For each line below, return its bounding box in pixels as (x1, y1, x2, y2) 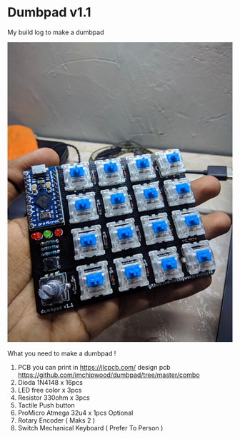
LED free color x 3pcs (17, 385, 82, 394)
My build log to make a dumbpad (7, 28, 104, 36)
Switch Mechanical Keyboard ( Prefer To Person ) (17, 423, 164, 432)
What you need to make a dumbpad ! (7, 349, 116, 358)
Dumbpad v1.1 (7, 4, 91, 21)
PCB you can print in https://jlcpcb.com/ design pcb (17, 363, 171, 371)
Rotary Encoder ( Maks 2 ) (17, 415, 95, 425)
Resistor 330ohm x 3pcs (17, 393, 91, 402)
